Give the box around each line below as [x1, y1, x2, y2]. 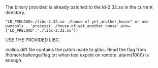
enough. [5, 57, 23, 63]
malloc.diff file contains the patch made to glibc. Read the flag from [5, 46, 146, 52]
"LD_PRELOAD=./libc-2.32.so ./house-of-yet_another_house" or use [5, 19, 149, 24]
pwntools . [5, 23, 28, 29]
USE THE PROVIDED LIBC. [5, 37, 60, 43]
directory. [5, 9, 25, 15]
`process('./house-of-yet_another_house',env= [30, 23, 131, 29]
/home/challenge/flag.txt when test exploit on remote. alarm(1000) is [5, 52, 149, 58]
